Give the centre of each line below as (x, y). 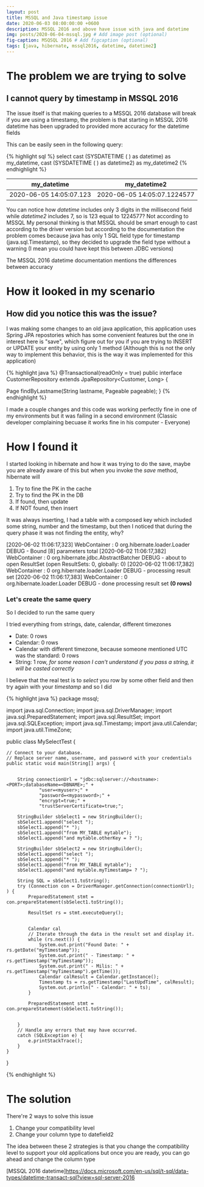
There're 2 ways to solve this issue (50, 1116)
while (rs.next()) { (54, 939)
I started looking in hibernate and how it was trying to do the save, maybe (98, 463)
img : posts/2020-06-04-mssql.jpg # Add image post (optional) (87, 35)
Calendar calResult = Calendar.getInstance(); (99, 977)
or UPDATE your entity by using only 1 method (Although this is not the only (101, 348)
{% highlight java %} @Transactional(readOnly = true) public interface (94, 372)
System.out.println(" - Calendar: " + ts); (95, 988)
